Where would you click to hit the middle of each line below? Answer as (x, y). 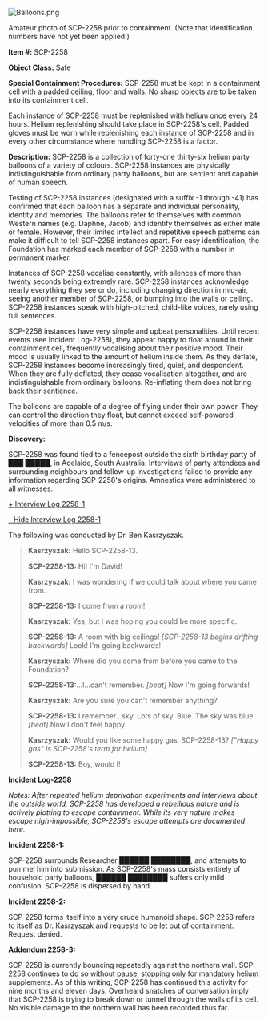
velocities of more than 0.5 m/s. (60, 423)
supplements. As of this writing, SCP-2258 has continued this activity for (128, 982)
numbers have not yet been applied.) (69, 36)
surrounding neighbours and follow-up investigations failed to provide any (130, 472)
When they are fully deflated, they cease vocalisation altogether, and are (128, 374)
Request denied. (35, 934)
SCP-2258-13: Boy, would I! (74, 764)
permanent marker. (40, 257)
